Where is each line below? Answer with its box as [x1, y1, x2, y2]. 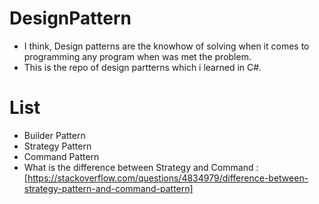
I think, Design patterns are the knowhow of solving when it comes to [23, 40, 310, 52]
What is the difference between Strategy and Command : [23, 161, 259, 173]
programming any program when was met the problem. [23, 50, 252, 62]
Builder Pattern [23, 129, 86, 141]
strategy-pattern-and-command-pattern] [23, 182, 194, 194]
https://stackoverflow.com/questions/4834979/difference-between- [27, 172, 309, 184]
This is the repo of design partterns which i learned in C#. [23, 61, 262, 73]
